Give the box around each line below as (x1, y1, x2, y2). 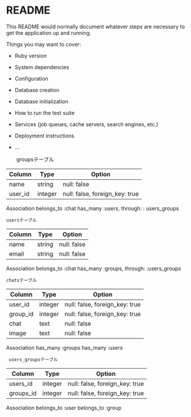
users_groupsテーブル (8, 356, 58, 363)
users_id (9, 379, 33, 388)
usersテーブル (6, 217, 37, 223)
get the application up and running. (6, 29, 91, 36)
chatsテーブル (6, 277, 37, 283)
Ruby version (14, 52, 47, 59)
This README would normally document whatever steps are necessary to (6, 23, 185, 30)
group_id (9, 310, 34, 318)
